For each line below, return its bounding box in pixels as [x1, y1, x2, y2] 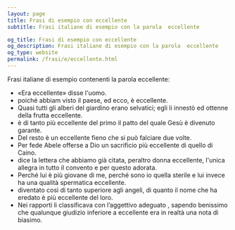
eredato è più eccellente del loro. [17, 193, 114, 201]
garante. [17, 126, 42, 134]
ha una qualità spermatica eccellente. [17, 178, 127, 186]
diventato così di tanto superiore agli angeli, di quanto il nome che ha [17, 186, 218, 194]
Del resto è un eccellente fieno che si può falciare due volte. [17, 133, 192, 141]
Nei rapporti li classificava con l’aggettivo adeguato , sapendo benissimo [17, 200, 228, 209]
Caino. [17, 148, 37, 157]
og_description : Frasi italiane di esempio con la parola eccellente [7, 43, 219, 50]
